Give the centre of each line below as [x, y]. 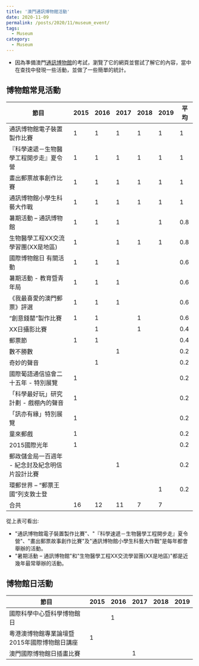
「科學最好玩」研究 [36, 394]
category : [18, 39]
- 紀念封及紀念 [30, 465]
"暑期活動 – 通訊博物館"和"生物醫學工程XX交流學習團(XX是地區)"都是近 [101, 556]
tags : [13, 28]
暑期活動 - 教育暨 [33, 278]
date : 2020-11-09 [28, 17]
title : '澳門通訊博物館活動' [38, 12]
